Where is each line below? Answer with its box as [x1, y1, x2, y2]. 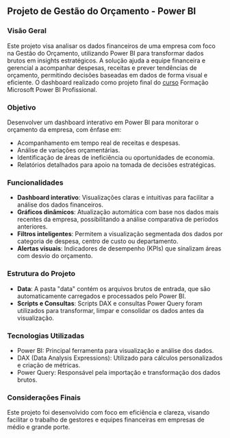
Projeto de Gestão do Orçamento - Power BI [7, 5, 196, 17]
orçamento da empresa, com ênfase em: [7, 125, 122, 133]
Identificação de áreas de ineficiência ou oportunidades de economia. [16, 153, 215, 161]
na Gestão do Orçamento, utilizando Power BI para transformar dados [7, 49, 204, 57]
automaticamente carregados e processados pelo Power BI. [16, 292, 186, 300]
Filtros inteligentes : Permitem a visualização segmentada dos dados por [16, 230, 223, 238]
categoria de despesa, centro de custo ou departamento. [16, 237, 179, 246]
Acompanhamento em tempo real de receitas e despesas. [16, 139, 181, 147]
